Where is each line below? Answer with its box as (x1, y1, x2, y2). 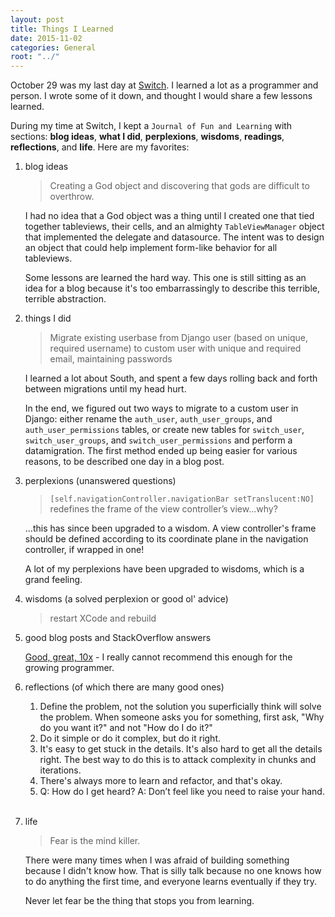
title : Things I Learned (10, 24, 114, 34)
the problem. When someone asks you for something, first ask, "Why (39, 711, 325, 723)
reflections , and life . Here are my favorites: (10, 141, 190, 153)
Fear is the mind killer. (49, 835, 141, 847)
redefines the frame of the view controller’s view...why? (49, 503, 278, 515)
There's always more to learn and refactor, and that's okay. (39, 775, 283, 787)
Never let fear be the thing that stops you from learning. (24, 895, 255, 907)
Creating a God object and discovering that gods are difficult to (49, 180, 310, 192)
